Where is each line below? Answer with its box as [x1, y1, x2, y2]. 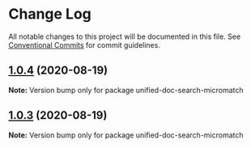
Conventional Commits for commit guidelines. [8, 40, 160, 49]
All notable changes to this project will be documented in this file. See [8, 32, 241, 41]
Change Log [8, 5, 91, 23]
